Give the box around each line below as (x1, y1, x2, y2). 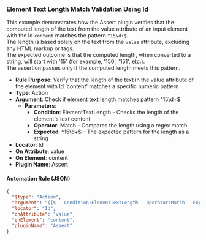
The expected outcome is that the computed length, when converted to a (6, 51, 191, 59)
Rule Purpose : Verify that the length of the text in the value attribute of (15, 76, 194, 84)
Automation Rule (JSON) (6, 174, 71, 182)
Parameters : (24, 102, 57, 110)
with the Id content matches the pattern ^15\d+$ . (6, 32, 129, 39)
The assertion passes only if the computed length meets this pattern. (6, 64, 181, 72)
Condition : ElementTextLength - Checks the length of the (33, 109, 179, 116)
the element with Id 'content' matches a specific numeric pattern (15, 83, 179, 90)
